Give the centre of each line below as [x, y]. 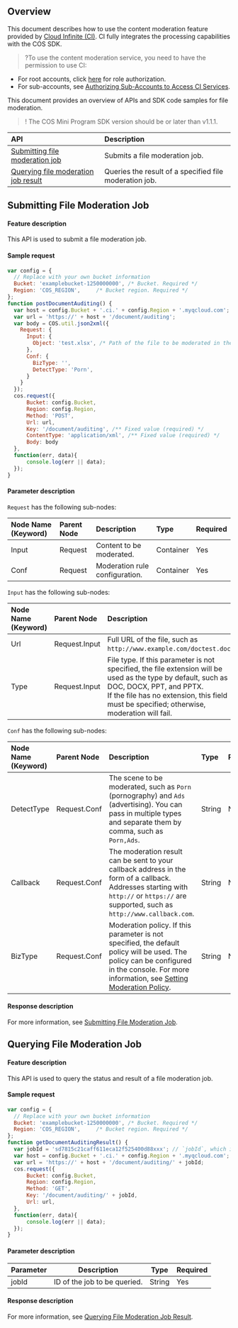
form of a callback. [140, 878]
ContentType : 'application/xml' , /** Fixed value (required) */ [123, 436]
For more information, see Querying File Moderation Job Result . [100, 1317]
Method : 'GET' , [49, 1189]
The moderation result [146, 851]
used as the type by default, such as [168, 677]
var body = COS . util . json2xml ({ [62, 323]
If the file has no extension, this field [168, 695]
